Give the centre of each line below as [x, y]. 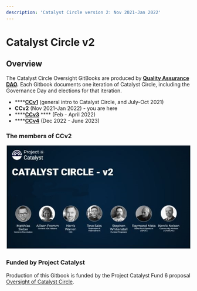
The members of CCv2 [39, 136]
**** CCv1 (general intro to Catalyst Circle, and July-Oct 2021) [89, 102]
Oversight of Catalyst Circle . [40, 282]
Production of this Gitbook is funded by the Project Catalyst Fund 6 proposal [98, 275]
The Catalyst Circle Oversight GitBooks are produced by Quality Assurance [98, 78]
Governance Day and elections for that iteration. [64, 91]
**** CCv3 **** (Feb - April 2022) [55, 114]
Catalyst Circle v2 [50, 42]
